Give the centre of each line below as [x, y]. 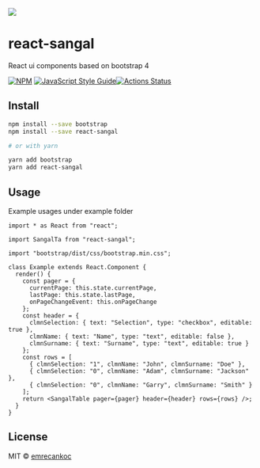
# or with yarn [33, 146]
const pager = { [49, 281]
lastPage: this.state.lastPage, [82, 295]
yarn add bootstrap [40, 160]
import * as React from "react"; [63, 226]
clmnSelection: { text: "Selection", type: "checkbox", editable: [141, 322]
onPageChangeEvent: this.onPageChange [93, 302]
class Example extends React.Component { [77, 267]
